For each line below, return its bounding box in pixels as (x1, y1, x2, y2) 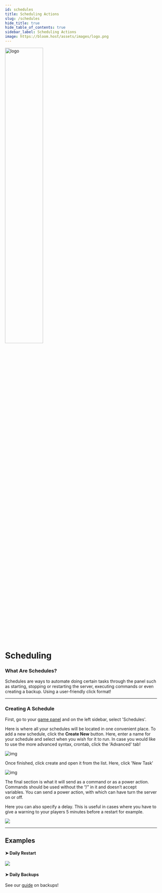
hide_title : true (5, 20, 40, 26)
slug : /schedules (5, 16, 40, 21)
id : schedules (5, 7, 34, 12)
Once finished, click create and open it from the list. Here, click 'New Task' (5, 760, 153, 766)
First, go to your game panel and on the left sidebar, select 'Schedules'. (5, 716, 147, 722)
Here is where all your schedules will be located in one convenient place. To (5, 726, 156, 732)
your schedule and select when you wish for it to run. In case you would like (5, 736, 156, 742)
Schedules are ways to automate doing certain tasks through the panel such (5, 678, 157, 684)
